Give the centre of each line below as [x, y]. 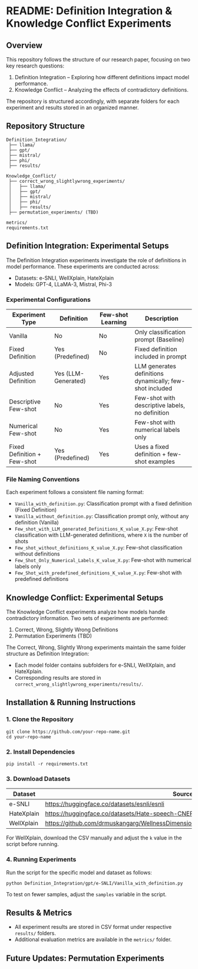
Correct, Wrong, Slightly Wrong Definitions [66, 630]
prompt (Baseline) [159, 340]
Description [162, 318]
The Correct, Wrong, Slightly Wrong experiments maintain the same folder [96, 647]
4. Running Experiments [41, 860]
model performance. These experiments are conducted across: [83, 266]
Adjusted [22, 373]
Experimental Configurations [49, 299]
